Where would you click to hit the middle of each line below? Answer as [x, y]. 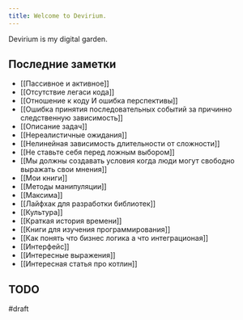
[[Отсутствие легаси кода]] [67, 92]
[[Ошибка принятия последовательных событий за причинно [126, 109]
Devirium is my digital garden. [58, 39]
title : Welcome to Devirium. [58, 16]
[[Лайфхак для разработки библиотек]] [88, 204]
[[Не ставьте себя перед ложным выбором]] [98, 152]
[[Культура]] [41, 213]
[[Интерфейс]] [45, 246]
